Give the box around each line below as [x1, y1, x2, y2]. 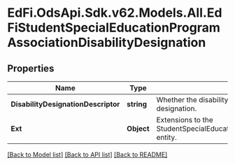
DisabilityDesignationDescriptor [10, 99, 120, 109]
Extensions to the [156, 115, 213, 124]
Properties [7, 62, 55, 74]
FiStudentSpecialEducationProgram [7, 20, 220, 36]
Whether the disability [156, 95, 229, 104]
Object [127, 124, 150, 134]
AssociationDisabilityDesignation [7, 35, 206, 50]
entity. [156, 133, 177, 142]
